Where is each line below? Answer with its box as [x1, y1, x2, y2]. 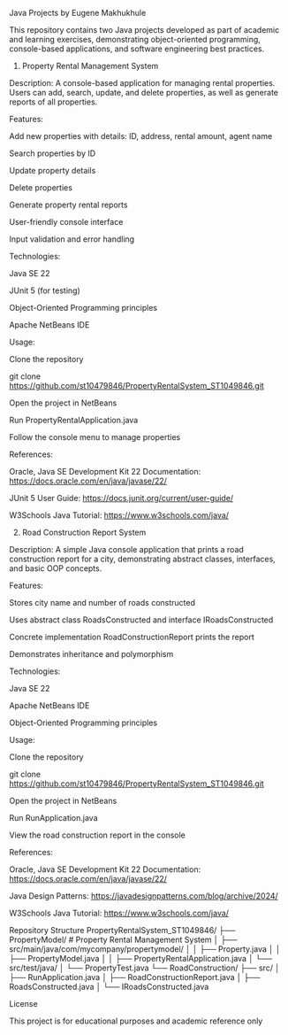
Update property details [9, 166, 96, 175]
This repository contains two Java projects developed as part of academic [9, 25, 280, 35]
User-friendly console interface [9, 217, 124, 227]
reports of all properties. [9, 97, 98, 107]
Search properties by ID [9, 148, 96, 158]
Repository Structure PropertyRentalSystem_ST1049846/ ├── [9, 925, 236, 935]
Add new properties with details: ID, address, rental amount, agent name [9, 131, 273, 141]
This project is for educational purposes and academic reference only [9, 1016, 263, 1026]
